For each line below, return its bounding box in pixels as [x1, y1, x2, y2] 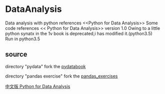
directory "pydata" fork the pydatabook [5, 63, 86, 69]
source [5, 50, 27, 59]
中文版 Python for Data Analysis [5, 83, 71, 89]
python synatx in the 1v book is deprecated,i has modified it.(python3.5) [5, 30, 153, 36]
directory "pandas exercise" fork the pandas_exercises [5, 73, 118, 79]
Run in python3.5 [5, 36, 40, 42]
